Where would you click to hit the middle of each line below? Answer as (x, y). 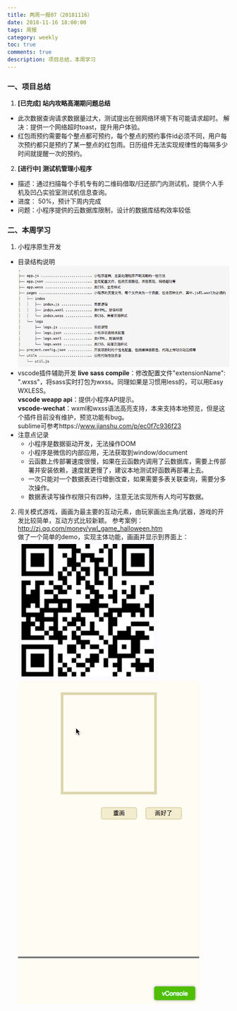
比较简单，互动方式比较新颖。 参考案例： (83, 521)
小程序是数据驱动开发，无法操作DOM (82, 444)
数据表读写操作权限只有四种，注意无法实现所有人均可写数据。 (118, 497)
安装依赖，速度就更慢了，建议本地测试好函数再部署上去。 (124, 471)
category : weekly (33, 37)
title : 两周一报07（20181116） (50, 15)
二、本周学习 (29, 230)
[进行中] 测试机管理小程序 (55, 169)
